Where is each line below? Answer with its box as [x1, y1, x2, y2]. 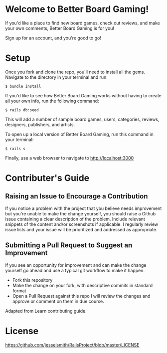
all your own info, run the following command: [5, 98, 99, 104]
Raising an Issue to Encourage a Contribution [5, 192, 148, 200]
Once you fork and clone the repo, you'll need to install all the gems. [5, 69, 146, 75]
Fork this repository [12, 277, 53, 283]
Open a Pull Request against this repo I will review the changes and [12, 293, 151, 299]
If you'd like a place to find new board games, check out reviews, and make [5, 20, 161, 26]
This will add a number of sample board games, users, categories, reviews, [5, 116, 160, 122]
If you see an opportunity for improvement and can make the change [5, 262, 147, 268]
